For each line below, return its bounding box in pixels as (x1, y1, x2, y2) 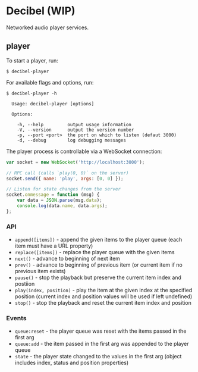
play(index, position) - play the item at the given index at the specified (14, 287, 193, 294)
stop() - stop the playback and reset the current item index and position (14, 299, 192, 307)
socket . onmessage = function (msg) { (6, 192, 100, 198)
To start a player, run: (6, 57, 58, 64)
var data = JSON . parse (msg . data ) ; (17, 198, 102, 204)
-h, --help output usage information (17, 121, 132, 127)
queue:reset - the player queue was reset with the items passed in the (14, 327, 187, 335)
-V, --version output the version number (17, 127, 134, 133)
